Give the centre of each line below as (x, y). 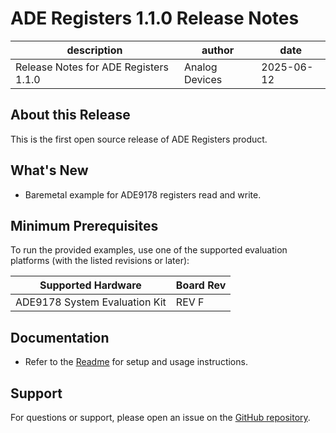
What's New (49, 170)
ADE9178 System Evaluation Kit (91, 302)
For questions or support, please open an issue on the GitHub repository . (160, 417)
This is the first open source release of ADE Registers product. (139, 139)
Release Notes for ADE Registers (92, 67)
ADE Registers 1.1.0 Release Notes (155, 18)
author (218, 50)
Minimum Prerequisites (84, 225)
